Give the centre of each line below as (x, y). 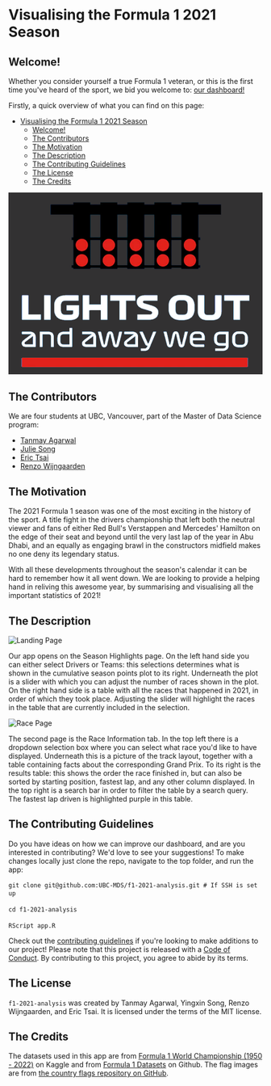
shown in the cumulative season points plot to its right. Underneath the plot (133, 673)
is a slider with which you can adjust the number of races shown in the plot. (134, 681)
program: (24, 425)
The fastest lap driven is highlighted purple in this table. (101, 798)
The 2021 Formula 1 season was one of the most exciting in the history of (130, 511)
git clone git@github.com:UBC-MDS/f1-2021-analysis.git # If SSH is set (133, 885)
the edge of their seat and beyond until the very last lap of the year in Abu (131, 537)
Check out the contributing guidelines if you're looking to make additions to (133, 941)
